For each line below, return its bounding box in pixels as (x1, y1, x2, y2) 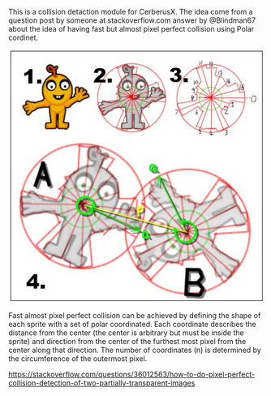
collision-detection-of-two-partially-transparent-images (8, 378, 196, 388)
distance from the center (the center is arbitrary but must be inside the (8, 328, 245, 338)
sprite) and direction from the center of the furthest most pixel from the (8, 337, 247, 346)
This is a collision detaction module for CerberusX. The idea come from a (8, 7, 253, 16)
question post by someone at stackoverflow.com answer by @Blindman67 (8, 15, 256, 25)
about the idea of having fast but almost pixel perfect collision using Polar (8, 24, 255, 33)
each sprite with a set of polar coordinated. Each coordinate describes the (8, 320, 257, 329)
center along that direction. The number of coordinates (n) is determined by (8, 345, 261, 355)
